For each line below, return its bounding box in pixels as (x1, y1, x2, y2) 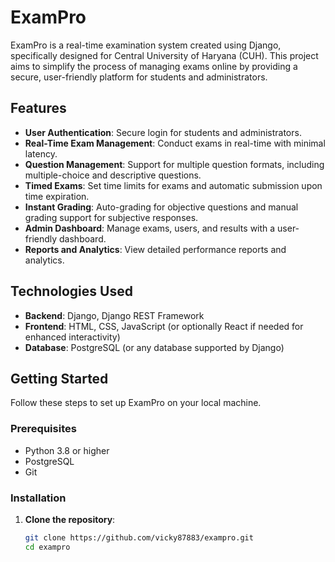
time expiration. (24, 190, 90, 202)
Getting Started (10, 370, 109, 387)
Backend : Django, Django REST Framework (24, 309, 205, 321)
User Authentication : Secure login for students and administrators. (24, 126, 302, 138)
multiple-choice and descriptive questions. (24, 169, 202, 181)
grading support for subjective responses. (24, 211, 199, 223)
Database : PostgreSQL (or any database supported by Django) (24, 341, 285, 353)
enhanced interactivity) (24, 331, 121, 343)
